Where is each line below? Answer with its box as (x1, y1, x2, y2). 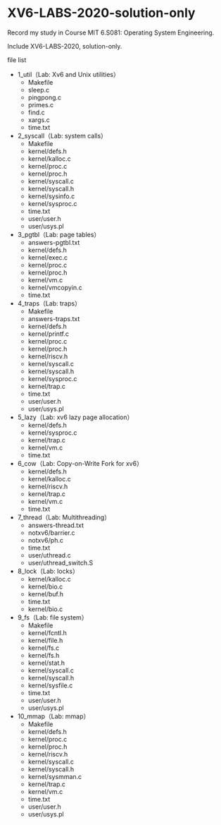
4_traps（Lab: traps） (17, 299, 81, 308)
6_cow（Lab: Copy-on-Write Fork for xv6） (17, 459, 143, 467)
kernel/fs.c (27, 644, 60, 652)
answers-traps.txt (27, 314, 80, 323)
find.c (27, 108, 46, 116)
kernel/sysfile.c (27, 681, 73, 689)
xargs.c (27, 115, 51, 124)
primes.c (27, 100, 54, 109)
